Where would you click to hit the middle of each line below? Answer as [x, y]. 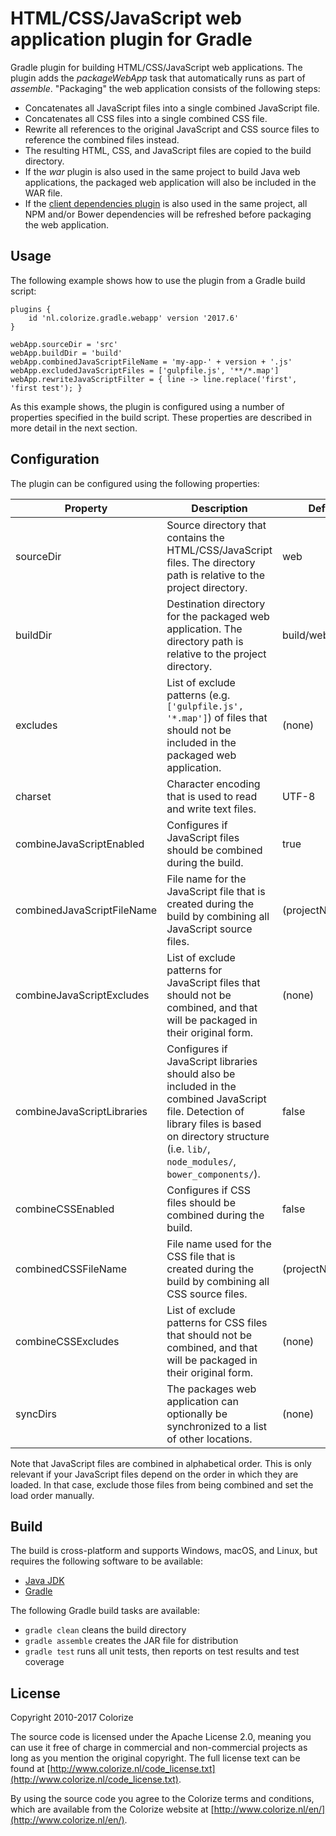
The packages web [211, 1389]
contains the [195, 537]
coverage [44, 1662]
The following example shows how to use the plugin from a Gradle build [158, 280]
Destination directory [216, 604]
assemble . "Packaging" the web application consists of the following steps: [165, 88]
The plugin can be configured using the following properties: [135, 483]
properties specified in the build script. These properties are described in [161, 417]
